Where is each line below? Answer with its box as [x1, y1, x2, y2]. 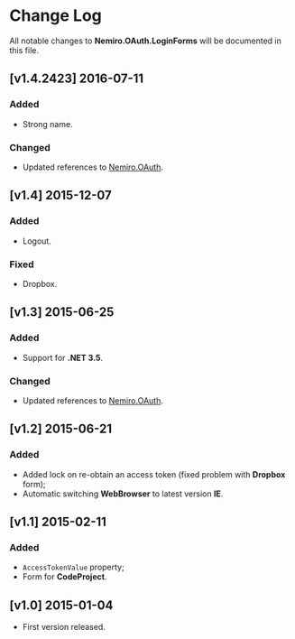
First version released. [22, 622, 106, 633]
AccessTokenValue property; [22, 561, 124, 573]
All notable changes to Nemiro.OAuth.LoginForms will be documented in [9, 35, 281, 46]
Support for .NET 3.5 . [22, 352, 104, 363]
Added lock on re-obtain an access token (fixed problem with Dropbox [22, 468, 286, 479]
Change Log [9, 5, 102, 26]
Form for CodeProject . [22, 571, 107, 582]
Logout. [22, 236, 51, 246]
